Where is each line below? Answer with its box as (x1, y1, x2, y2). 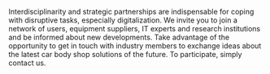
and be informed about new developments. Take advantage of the (8, 32, 230, 42)
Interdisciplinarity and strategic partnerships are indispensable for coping (8, 7, 255, 16)
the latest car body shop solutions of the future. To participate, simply (8, 50, 242, 59)
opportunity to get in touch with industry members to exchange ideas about (8, 41, 262, 51)
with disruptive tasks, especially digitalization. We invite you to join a (8, 15, 238, 25)
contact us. (8, 58, 46, 68)
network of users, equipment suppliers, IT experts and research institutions (8, 24, 261, 33)
